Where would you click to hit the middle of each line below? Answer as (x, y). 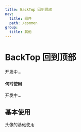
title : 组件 (21, 18)
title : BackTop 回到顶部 (28, 9)
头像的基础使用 (20, 124)
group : (12, 28)
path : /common (23, 23)
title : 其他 (21, 32)
